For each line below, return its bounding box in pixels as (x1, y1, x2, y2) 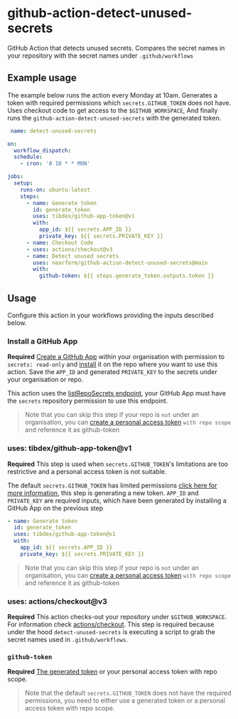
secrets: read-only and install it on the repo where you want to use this (7, 360, 218, 368)
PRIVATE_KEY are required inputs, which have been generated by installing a (7, 496, 227, 505)
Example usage (7, 72, 77, 84)
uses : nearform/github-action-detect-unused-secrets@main (33, 259, 208, 267)
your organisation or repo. (7, 376, 84, 384)
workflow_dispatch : (13, 147, 72, 154)
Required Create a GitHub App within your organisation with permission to (7, 353, 225, 361)
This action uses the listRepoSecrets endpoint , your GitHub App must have (7, 389, 226, 398)
